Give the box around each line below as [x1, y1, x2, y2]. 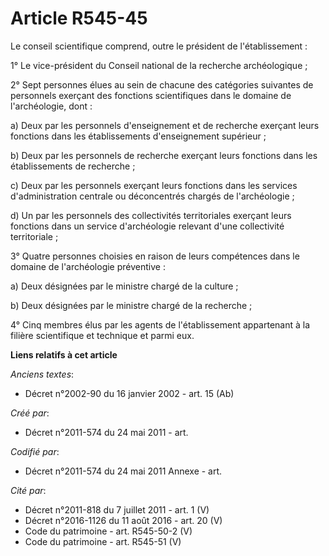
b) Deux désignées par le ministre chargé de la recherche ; [10, 299, 253, 311]
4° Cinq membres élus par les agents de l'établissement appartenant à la [10, 318, 311, 331]
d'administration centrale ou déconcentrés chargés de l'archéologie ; [10, 190, 295, 202]
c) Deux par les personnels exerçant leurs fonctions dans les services [10, 179, 298, 191]
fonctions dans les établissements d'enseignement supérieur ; [10, 130, 267, 142]
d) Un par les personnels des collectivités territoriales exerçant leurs [10, 209, 292, 221]
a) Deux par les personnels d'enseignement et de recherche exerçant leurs [10, 119, 320, 131]
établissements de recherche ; [10, 160, 136, 172]
